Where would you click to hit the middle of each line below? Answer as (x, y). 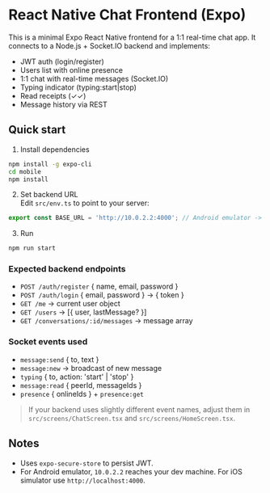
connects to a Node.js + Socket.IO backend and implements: (109, 45)
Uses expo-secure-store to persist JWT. (86, 463)
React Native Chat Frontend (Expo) (127, 15)
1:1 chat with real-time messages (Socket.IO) (94, 78)
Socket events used (48, 342)
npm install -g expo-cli (50, 164)
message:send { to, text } (59, 359)
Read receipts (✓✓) (53, 95)
